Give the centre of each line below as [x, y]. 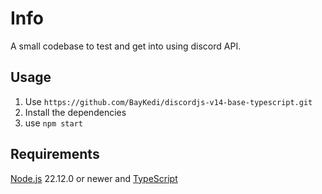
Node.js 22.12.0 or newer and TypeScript [94, 178]
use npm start [54, 123]
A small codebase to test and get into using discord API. [126, 46]
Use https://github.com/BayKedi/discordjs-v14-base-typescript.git [168, 101]
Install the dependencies [75, 112]
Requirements [55, 154]
